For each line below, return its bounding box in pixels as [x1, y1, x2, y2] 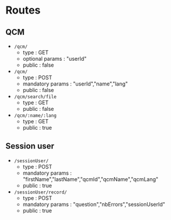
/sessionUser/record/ [14, 189, 67, 195]
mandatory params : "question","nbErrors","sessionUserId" [22, 201, 166, 208]
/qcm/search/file [14, 94, 57, 100]
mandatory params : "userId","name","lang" [22, 80, 128, 87]
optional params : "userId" [22, 55, 87, 62]
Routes [5, 4, 41, 17]
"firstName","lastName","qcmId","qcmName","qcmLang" [22, 175, 159, 183]
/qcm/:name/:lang [14, 113, 57, 119]
